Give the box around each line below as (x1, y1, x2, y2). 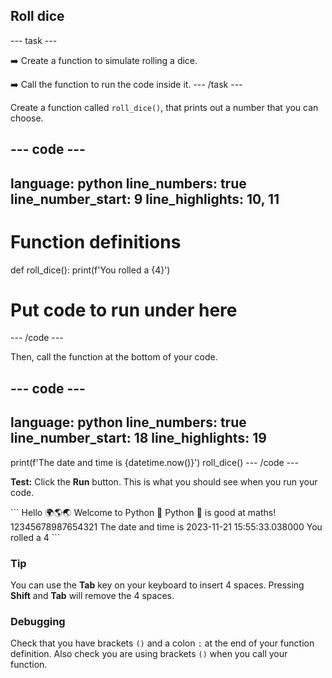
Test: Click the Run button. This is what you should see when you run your (10, 475, 318, 488)
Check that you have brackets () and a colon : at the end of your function (10, 637, 315, 649)
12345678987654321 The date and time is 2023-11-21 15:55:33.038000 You (10, 520, 323, 533)
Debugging (10, 614, 66, 628)
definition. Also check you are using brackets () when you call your (10, 648, 288, 660)
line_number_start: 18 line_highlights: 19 (10, 430, 267, 447)
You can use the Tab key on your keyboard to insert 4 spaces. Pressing (10, 579, 305, 591)
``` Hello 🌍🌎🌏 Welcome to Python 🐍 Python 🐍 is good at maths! (10, 506, 277, 518)
